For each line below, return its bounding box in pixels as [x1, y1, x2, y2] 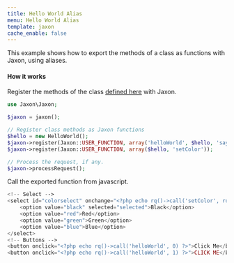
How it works [7, 72, 47, 80]
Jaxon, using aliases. [7, 57, 68, 65]
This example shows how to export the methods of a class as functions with [7, 49, 225, 57]
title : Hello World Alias [7, 10, 82, 17]
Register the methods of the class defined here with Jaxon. [7, 88, 177, 96]
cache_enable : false [7, 29, 68, 37]
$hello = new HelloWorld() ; [7, 133, 89, 140]
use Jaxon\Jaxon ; [7, 101, 58, 108]
